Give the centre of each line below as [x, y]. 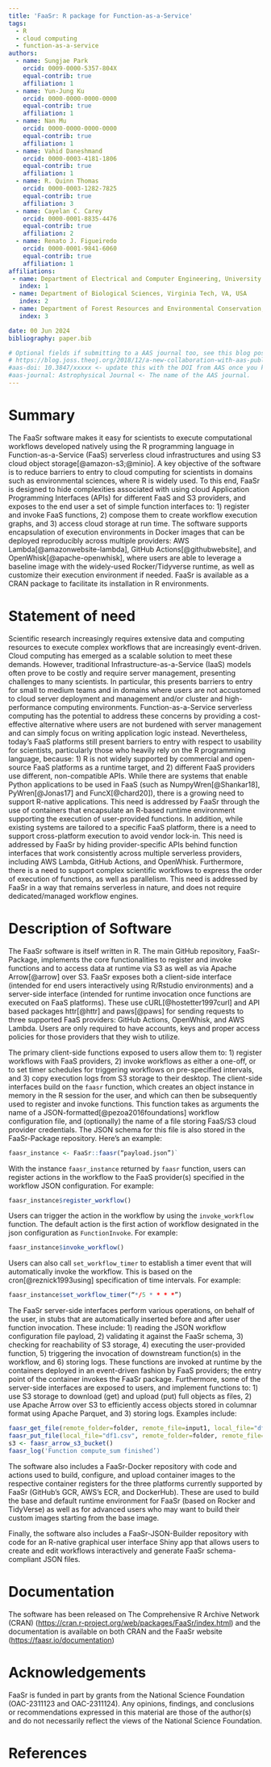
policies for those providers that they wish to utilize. [94, 1037]
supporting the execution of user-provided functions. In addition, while [126, 818]
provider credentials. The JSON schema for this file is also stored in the [127, 1129]
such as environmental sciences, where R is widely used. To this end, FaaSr [134, 481]
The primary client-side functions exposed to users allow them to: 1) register [135, 1052]
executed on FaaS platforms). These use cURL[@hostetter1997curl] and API [134, 1002]
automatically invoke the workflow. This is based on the [100, 1272]
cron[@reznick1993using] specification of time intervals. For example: [125, 1280]
